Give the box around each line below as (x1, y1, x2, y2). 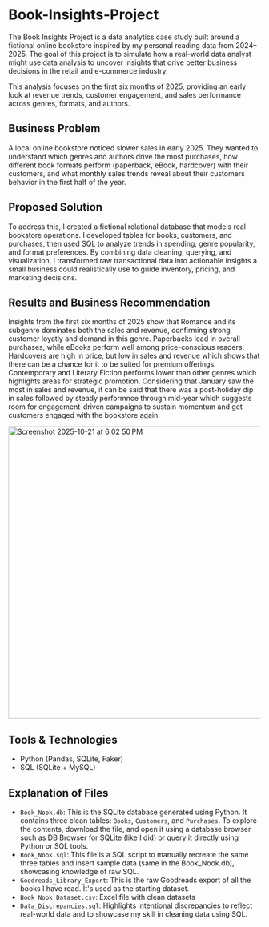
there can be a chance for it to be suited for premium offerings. (8, 359, 216, 369)
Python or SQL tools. (19, 841, 89, 850)
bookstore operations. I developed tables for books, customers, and (8, 230, 232, 239)
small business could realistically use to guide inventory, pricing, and (8, 264, 235, 274)
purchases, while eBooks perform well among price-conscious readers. (8, 343, 245, 352)
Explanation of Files (8, 786, 109, 800)
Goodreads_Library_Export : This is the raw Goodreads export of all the (19, 875, 251, 885)
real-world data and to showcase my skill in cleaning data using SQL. (19, 909, 248, 918)
